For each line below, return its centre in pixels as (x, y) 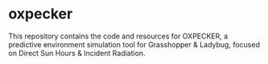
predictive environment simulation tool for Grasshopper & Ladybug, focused (134, 44)
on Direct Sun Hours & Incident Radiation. (77, 53)
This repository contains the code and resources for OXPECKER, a (118, 36)
